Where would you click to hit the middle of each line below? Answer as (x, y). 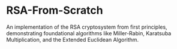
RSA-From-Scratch (55, 10)
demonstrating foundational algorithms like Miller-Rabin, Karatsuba (89, 33)
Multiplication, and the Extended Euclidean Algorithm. (73, 39)
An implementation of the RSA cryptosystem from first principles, (87, 27)
